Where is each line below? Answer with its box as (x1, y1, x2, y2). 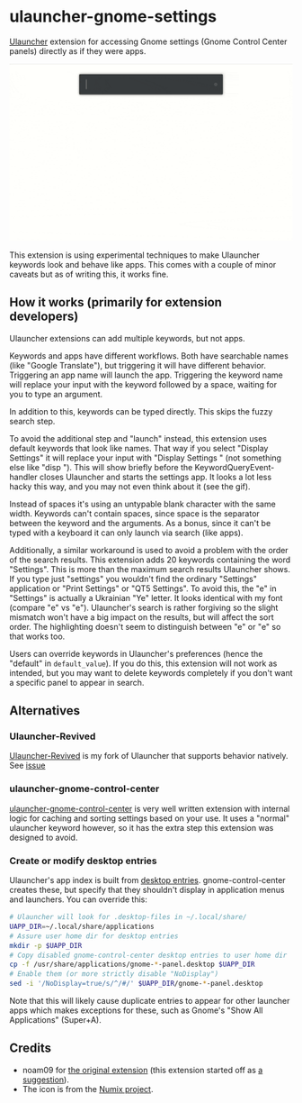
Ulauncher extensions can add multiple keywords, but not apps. (9, 333, 245, 343)
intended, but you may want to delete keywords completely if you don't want (9, 667, 293, 678)
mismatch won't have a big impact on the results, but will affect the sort (9, 611, 274, 623)
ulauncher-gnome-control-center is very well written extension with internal (9, 803, 290, 814)
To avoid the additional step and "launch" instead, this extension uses (9, 433, 268, 443)
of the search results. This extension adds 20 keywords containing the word (9, 554, 291, 565)
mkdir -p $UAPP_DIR (9, 941, 83, 950)
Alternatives (9, 703, 81, 718)
